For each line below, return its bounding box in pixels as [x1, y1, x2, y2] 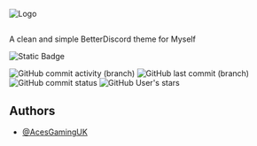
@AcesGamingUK [21, 127, 89, 137]
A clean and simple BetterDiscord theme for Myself [9, 34, 197, 44]
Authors [9, 103, 56, 119]
